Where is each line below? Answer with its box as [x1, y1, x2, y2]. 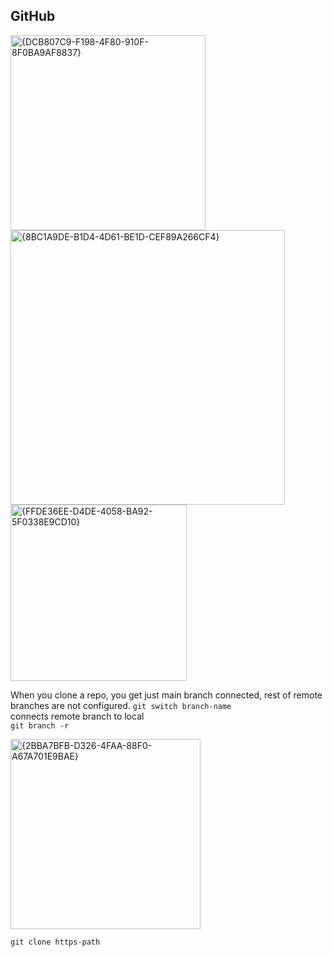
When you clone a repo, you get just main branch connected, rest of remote [10, 689, 323, 701]
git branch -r [10, 720, 70, 731]
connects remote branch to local [10, 710, 145, 722]
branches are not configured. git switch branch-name [10, 699, 232, 711]
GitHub [10, 8, 56, 25]
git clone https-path [10, 937, 101, 947]
